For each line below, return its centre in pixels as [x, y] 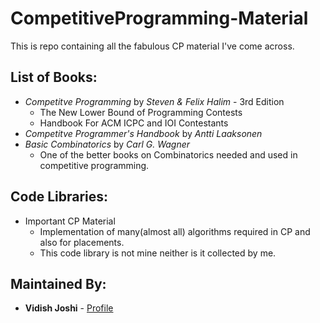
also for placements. [82, 242]
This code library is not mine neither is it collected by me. [158, 253]
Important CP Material [70, 221]
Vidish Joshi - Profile [69, 308]
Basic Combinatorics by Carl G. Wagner [107, 144]
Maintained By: [58, 283]
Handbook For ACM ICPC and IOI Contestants [134, 123]
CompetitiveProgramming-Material [159, 18]
